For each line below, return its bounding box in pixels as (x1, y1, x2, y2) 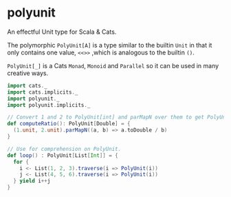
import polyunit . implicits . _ (7, 101, 91, 108)
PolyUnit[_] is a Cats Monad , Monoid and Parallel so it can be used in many (7, 61, 219, 70)
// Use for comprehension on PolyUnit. (7, 145, 122, 152)
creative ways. (7, 69, 49, 77)
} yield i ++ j (13, 178, 51, 185)
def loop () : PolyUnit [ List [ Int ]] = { (7, 152, 118, 159)
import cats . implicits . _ (7, 88, 78, 96)
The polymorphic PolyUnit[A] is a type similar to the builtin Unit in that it (7, 41, 212, 49)
